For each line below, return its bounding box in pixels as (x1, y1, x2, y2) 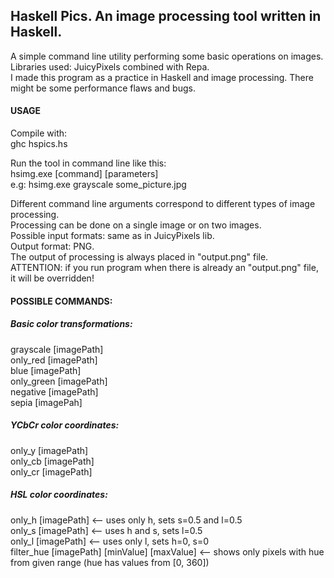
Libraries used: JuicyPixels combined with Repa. (10, 60, 210, 73)
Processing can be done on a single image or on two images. (10, 219, 262, 231)
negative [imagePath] (10, 385, 99, 398)
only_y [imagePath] (10, 444, 89, 456)
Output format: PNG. (10, 240, 95, 253)
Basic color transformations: (10, 318, 133, 330)
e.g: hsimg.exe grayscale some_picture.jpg (10, 179, 187, 191)
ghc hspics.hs (10, 138, 68, 150)
